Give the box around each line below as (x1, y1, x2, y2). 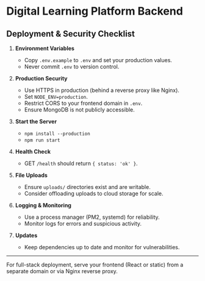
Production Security (15, 75, 68, 82)
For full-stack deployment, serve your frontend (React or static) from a (6, 261, 184, 268)
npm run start (24, 137, 60, 143)
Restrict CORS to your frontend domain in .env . (24, 99, 143, 107)
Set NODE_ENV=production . (24, 93, 88, 100)
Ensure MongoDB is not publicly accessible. (24, 106, 135, 113)
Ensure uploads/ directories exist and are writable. (24, 183, 151, 190)
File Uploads (15, 172, 48, 179)
